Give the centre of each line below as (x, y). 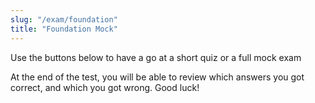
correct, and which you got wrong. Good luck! (105, 87)
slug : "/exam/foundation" (64, 19)
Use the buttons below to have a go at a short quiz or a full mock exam (156, 57)
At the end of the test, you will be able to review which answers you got (157, 77)
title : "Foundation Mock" (64, 29)
